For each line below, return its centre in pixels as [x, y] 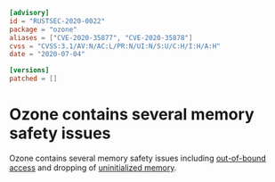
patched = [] [33, 79]
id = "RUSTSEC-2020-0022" [57, 21]
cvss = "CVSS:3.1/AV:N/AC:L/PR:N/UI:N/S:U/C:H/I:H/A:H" [115, 46]
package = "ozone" [43, 29]
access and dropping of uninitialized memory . [93, 167]
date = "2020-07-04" [48, 54]
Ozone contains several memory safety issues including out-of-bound [138, 158]
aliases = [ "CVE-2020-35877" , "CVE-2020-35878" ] [101, 37]
